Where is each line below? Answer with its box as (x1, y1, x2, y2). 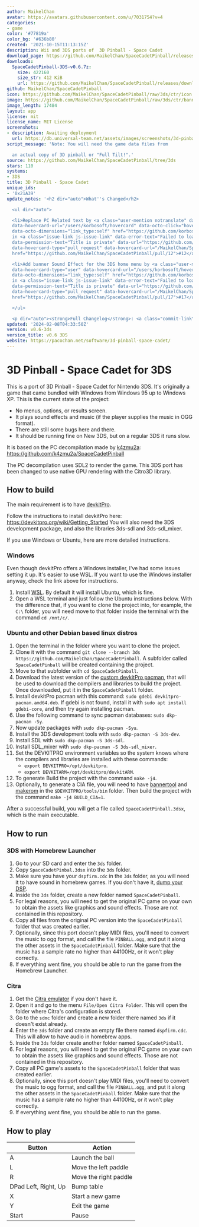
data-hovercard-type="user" (12, 266, 81, 273)
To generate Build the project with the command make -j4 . (15, 775, 157, 782)
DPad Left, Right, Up (9, 1183, 66, 1191)
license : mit (6, 113, 39, 119)
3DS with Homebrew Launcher (6, 846, 96, 854)
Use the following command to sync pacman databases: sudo (15, 711, 165, 719)
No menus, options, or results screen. (15, 407, 107, 414)
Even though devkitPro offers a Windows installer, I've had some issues (6, 564, 181, 571)
